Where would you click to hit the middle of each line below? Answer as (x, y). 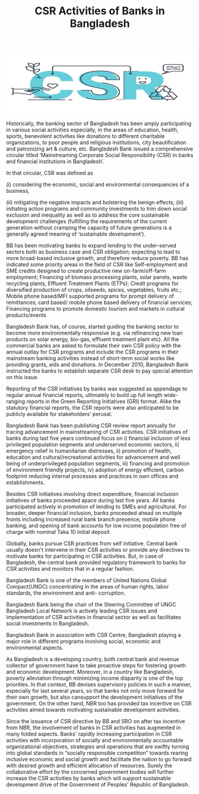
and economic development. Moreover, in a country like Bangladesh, (90, 671)
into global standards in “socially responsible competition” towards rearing (97, 753)
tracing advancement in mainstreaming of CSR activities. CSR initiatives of (97, 432)
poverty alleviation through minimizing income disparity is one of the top (95, 678)
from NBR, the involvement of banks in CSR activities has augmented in (94, 727)
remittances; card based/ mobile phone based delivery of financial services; (99, 302)
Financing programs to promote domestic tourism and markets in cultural (96, 308)
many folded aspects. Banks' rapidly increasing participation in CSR (89, 734)
